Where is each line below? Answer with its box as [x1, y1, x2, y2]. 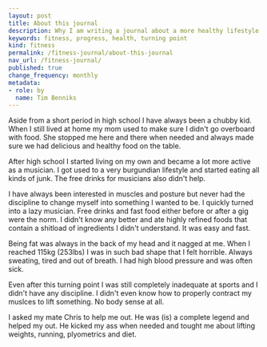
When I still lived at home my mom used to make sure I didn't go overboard [8, 124, 256, 134]
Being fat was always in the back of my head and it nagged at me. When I [8, 239, 250, 248]
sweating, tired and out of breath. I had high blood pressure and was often [8, 256, 253, 265]
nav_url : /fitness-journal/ [8, 57, 102, 65]
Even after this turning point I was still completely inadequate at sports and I [8, 280, 258, 289]
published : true [8, 64, 62, 72]
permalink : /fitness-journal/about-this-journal [8, 49, 173, 57]
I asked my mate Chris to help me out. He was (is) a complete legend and [8, 313, 249, 322]
